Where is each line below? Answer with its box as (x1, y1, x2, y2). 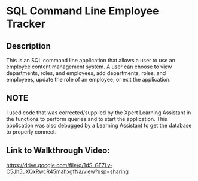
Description (6, 41, 51, 51)
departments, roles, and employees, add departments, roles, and (6, 70, 166, 76)
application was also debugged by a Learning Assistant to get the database (6, 122, 192, 129)
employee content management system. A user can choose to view (6, 63, 172, 70)
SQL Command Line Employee (6, 4, 159, 18)
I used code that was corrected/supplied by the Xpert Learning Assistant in (6, 109, 191, 116)
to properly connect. (6, 128, 57, 135)
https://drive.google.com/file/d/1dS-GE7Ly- (6, 161, 112, 168)
